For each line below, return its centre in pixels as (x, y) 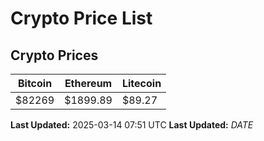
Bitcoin (35, 83)
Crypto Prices (54, 55)
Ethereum (88, 83)
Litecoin (141, 83)
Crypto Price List (81, 18)
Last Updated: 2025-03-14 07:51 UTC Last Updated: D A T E (132, 125)
